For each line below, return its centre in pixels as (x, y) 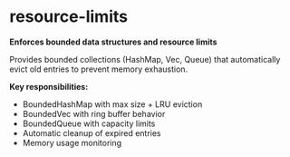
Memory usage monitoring (72, 142)
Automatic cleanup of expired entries (92, 132)
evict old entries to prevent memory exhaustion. (99, 69)
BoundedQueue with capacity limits (89, 123)
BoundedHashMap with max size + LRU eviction (112, 104)
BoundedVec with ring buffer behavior (94, 113)
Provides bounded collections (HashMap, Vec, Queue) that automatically (145, 59)
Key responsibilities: (49, 86)
